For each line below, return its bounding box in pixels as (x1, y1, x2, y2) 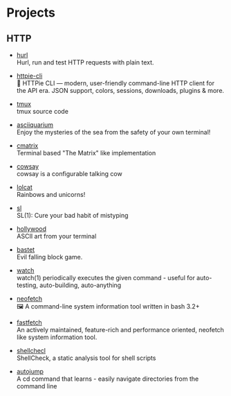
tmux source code (16, 107, 68, 115)
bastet (16, 246, 35, 254)
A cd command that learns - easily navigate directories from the (16, 375, 199, 383)
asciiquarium (16, 121, 53, 129)
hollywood (16, 225, 46, 233)
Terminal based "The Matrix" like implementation (16, 149, 156, 157)
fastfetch (16, 318, 42, 327)
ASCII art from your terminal (16, 232, 97, 240)
